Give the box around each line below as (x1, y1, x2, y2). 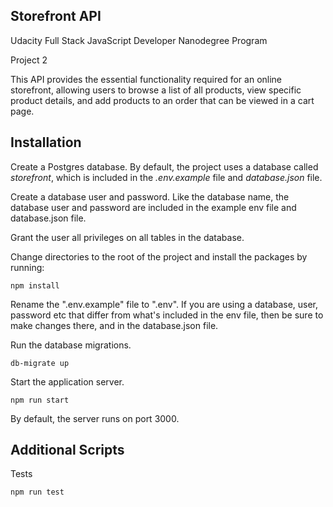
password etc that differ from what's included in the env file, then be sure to (10, 309, 324, 321)
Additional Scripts (10, 442, 125, 459)
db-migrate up (10, 358, 70, 368)
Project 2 (10, 54, 48, 66)
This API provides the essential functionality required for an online (10, 73, 283, 85)
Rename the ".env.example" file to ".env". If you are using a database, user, (10, 298, 319, 310)
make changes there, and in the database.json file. (10, 319, 219, 331)
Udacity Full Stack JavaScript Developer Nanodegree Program (10, 34, 268, 46)
